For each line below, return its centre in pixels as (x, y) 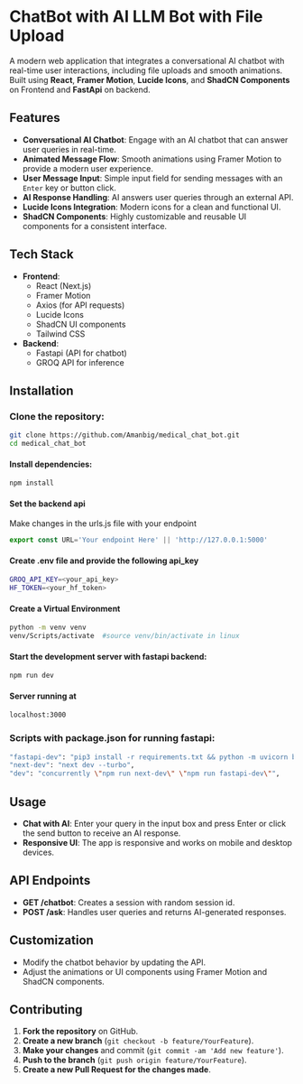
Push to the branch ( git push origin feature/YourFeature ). (134, 1060)
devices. (38, 852)
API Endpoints (50, 880)
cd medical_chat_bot (48, 444)
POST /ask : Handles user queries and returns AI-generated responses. (154, 912)
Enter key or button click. (69, 188)
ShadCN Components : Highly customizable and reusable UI (134, 216)
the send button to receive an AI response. (101, 833)
